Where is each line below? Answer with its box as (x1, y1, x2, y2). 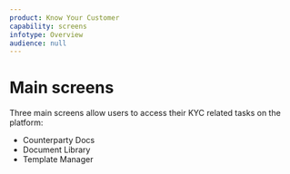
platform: (9, 117, 44, 128)
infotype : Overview (9, 30, 84, 39)
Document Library (22, 144, 91, 155)
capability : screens (9, 22, 88, 31)
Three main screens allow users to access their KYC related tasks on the (9, 108, 282, 119)
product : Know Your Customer (9, 13, 120, 23)
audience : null (9, 38, 67, 48)
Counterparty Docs (22, 135, 95, 146)
